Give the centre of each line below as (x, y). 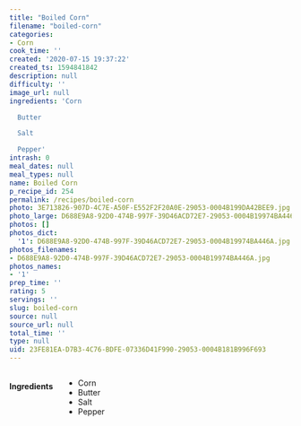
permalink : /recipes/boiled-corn (72, 200)
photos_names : (36, 266)
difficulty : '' (38, 84)
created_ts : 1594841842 (54, 68)
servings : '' (34, 300)
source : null (34, 316)
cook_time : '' (36, 51)
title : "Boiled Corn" (50, 17)
